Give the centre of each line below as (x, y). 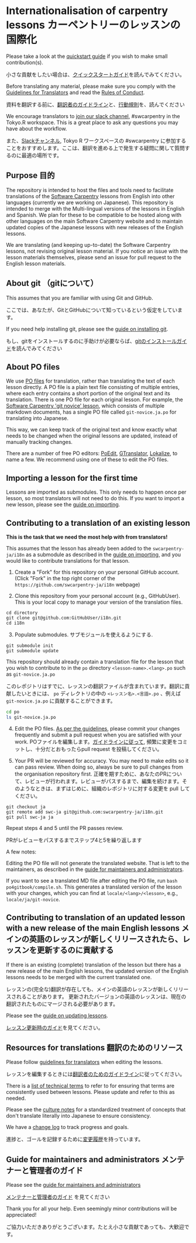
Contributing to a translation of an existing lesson (98, 523)
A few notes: (21, 852)
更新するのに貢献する (75, 950)
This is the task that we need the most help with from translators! (87, 537)
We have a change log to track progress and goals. (68, 1127)
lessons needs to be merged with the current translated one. (79, 977)
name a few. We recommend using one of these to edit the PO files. (87, 460)
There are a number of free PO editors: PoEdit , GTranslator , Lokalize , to (92, 453)
